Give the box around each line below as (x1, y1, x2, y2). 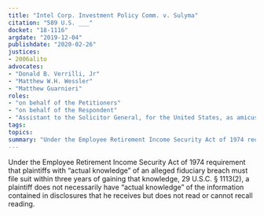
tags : (8, 121, 26, 129)
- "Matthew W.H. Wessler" (8, 77, 93, 85)
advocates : (8, 63, 44, 71)
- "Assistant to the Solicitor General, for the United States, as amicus (8, 114, 258, 122)
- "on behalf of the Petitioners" (8, 99, 122, 107)
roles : (8, 92, 30, 100)
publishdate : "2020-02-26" (8, 41, 97, 49)
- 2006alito (8, 56, 47, 64)
